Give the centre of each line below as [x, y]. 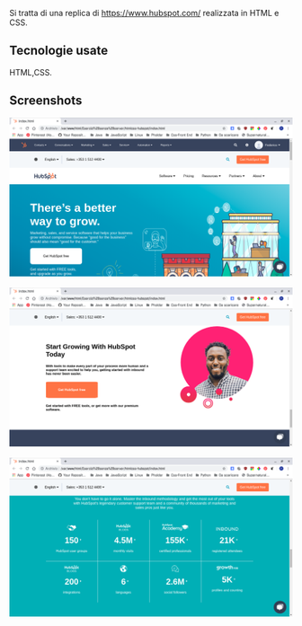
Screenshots [46, 101]
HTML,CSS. [31, 72]
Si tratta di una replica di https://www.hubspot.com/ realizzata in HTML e [144, 13]
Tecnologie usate [59, 51]
